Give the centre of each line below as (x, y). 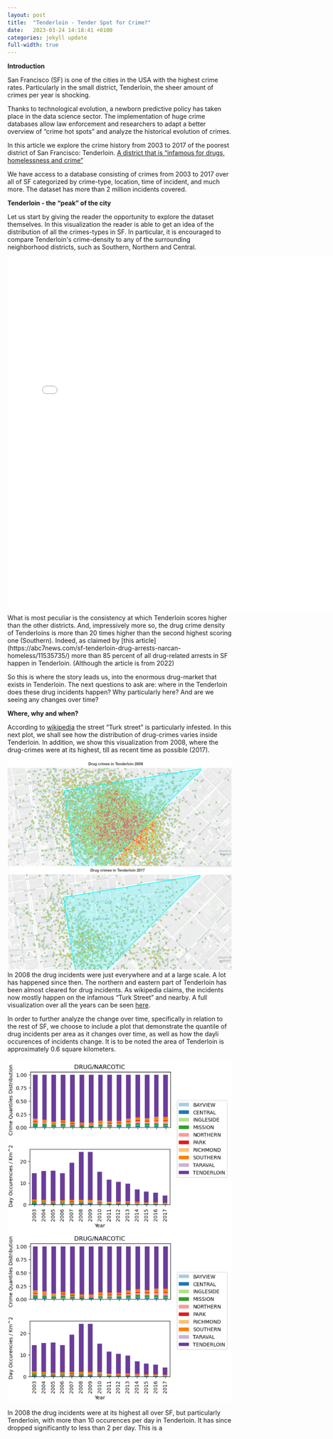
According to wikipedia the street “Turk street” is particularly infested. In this (120, 727)
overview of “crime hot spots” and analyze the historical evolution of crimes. (119, 132)
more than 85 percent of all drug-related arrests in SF (149, 656)
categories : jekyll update (47, 38)
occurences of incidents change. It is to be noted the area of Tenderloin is (116, 1041)
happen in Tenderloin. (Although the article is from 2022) (91, 663)
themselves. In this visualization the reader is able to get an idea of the (111, 225)
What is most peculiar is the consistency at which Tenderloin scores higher (117, 618)
